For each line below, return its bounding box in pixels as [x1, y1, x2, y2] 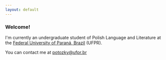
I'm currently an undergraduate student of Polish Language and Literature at [5, 34, 162, 40]
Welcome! [5, 23, 31, 30]
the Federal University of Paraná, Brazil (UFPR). [5, 40, 102, 46]
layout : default [5, 7, 39, 12]
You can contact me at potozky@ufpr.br [5, 49, 87, 55]
